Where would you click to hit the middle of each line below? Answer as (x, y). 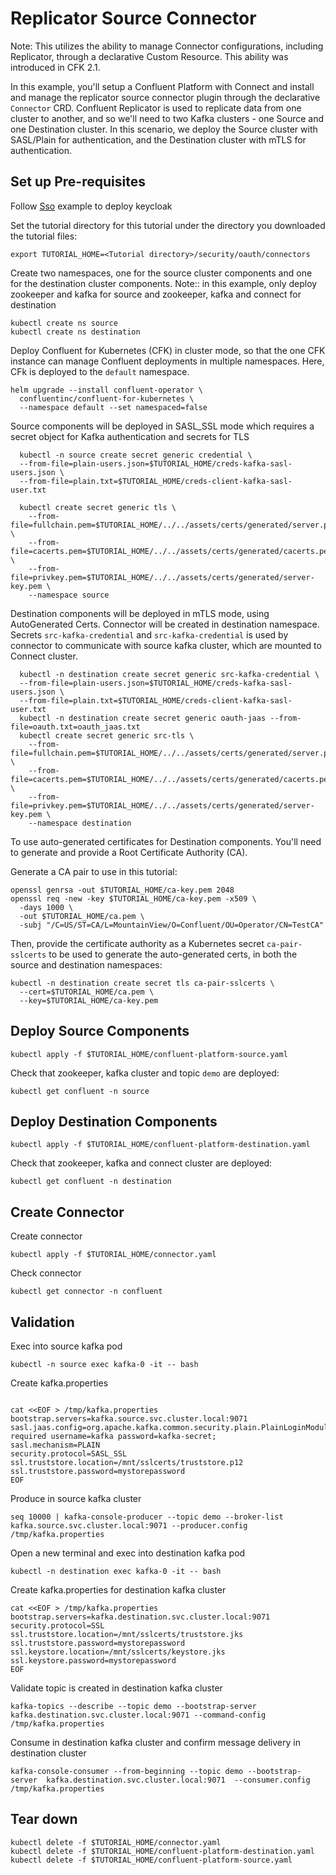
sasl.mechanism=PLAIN (55, 1445)
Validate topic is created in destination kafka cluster (116, 1688)
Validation (42, 1322)
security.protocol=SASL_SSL (69, 1454)
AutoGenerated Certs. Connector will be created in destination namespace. (165, 624)
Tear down (44, 1819)
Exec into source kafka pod (66, 1346)
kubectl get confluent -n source (80, 1091)
